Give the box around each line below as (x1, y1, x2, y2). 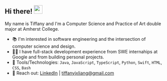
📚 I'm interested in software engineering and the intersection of (12, 36, 146, 42)
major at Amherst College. (5, 26, 59, 32)
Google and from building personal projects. (12, 54, 104, 60)
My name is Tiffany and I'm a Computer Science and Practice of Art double (5, 21, 161, 27)
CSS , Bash (12, 64, 31, 70)
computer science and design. (12, 43, 76, 49)
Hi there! (5, 7, 33, 16)
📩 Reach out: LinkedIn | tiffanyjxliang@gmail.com (12, 70, 114, 76)
